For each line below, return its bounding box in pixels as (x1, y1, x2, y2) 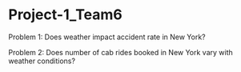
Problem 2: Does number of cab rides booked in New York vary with (8, 47, 234, 57)
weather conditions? (8, 56, 76, 66)
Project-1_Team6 (8, 6, 123, 24)
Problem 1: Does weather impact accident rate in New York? (8, 32, 206, 42)
